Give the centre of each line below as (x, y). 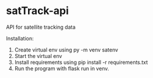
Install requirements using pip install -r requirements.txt (81, 62)
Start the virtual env (38, 56)
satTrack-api (37, 11)
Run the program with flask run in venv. (62, 68)
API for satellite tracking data (41, 27)
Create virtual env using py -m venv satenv (66, 50)
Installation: (20, 38)
